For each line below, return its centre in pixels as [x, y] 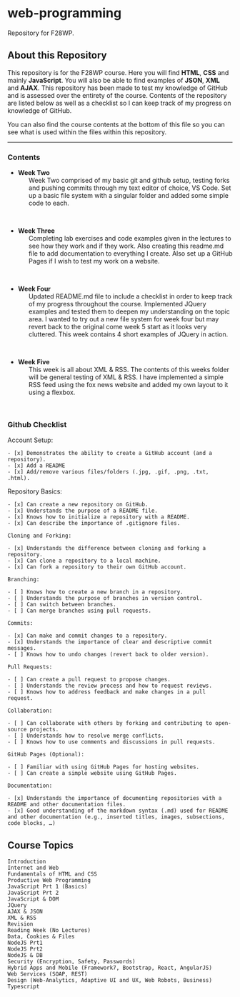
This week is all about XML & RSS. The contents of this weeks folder [129, 370]
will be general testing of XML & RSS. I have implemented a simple [126, 377]
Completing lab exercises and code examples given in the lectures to [130, 239]
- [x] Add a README [36, 466]
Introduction [27, 862]
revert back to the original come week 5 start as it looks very [117, 327]
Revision [20, 924]
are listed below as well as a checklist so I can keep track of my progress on [119, 103]
